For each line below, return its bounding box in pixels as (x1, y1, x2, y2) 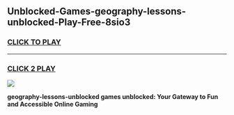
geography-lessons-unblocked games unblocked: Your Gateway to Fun (7, 92, 219, 100)
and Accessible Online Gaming (7, 100, 98, 108)
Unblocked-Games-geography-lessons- (7, 6, 187, 17)
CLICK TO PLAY (7, 38, 61, 47)
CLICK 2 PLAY (7, 63, 56, 73)
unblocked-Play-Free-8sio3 (7, 17, 131, 29)
